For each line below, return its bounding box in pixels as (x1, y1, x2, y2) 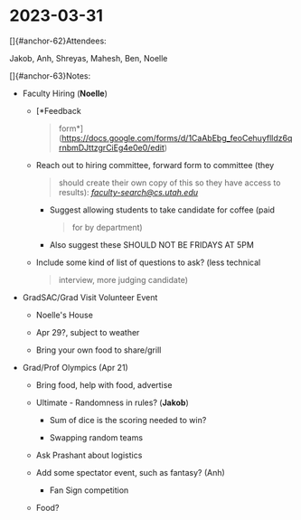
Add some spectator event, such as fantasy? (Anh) (35, 467, 226, 477)
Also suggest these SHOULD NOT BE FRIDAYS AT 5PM (49, 239, 255, 250)
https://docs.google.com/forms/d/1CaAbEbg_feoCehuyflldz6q (61, 132, 293, 143)
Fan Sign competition (49, 485, 129, 496)
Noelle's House (35, 309, 93, 320)
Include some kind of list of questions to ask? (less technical (35, 257, 261, 268)
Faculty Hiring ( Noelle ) (22, 88, 108, 99)
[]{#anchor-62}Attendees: (9, 35, 107, 46)
